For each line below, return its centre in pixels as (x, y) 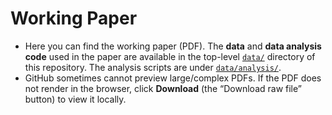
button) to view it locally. (75, 99)
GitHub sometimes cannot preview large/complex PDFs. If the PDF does (173, 78)
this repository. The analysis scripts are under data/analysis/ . (153, 67)
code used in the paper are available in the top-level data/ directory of (170, 56)
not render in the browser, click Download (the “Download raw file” (163, 88)
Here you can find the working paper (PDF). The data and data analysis (173, 46)
